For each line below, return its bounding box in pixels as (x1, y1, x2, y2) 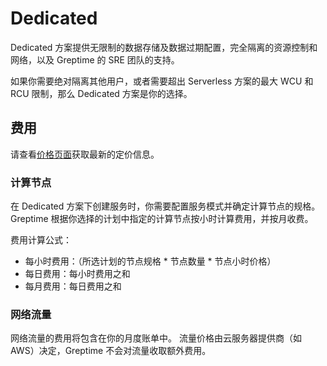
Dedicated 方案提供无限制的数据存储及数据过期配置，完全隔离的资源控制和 (10, 41, 318, 53)
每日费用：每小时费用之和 (24, 268, 131, 280)
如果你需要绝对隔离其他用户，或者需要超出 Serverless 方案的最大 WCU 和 (10, 75, 314, 87)
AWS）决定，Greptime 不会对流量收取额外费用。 (10, 345, 212, 357)
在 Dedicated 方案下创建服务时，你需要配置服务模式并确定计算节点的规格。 (10, 200, 321, 212)
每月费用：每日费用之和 (24, 280, 122, 292)
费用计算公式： (10, 234, 72, 246)
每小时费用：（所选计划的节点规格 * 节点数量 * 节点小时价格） (24, 255, 277, 267)
